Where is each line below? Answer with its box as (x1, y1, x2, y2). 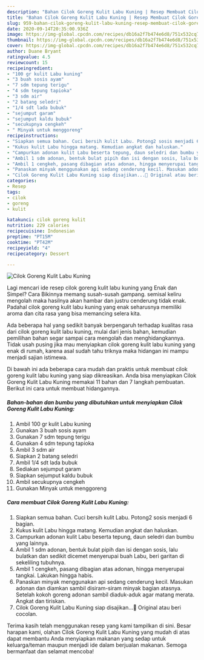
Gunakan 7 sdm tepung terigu (15, 434, 90, 441)
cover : (7, 43, 24, 49)
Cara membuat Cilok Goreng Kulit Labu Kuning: (7, 498, 129, 506)
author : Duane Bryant (7, 48, 62, 54)
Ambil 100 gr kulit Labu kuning (15, 420, 91, 427)
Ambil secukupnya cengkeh (15, 478, 85, 486)
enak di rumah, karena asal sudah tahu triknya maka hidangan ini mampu (7, 348, 189, 355)
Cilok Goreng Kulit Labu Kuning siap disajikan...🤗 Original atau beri (15, 604, 181, 612)
